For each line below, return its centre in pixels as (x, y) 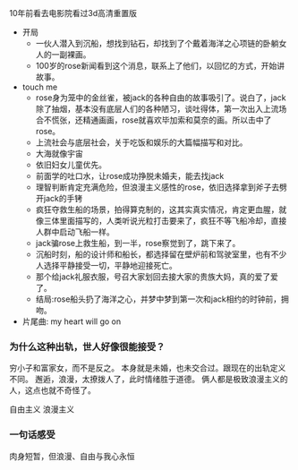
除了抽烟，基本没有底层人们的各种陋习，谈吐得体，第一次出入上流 (157, 109)
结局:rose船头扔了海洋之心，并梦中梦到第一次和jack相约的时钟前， (158, 299)
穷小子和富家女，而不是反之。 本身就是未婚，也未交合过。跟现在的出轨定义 (148, 368)
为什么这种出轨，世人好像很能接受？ (87, 346)
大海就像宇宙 (59, 154)
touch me (40, 87)
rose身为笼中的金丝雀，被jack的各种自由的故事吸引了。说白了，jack (161, 98)
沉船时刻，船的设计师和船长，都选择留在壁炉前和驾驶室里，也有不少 (161, 254)
